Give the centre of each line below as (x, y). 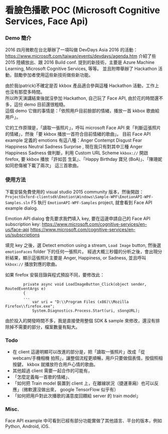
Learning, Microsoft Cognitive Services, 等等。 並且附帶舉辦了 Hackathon (81, 69)
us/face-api (17, 229)
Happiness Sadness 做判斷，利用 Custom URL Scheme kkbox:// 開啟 (77, 153)
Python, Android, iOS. (28, 426)
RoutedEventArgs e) (26, 289)
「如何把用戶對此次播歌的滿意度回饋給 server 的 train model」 (76, 396)
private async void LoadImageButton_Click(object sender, (85, 284)
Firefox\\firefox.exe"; (30, 306)
